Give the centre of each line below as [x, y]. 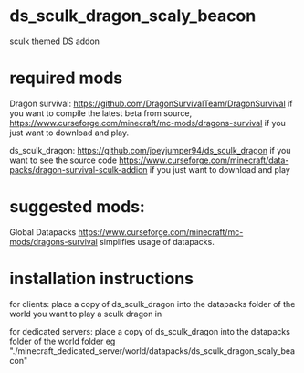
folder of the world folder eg [63, 341]
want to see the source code [63, 160]
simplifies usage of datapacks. [157, 241]
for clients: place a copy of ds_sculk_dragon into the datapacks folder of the [152, 304]
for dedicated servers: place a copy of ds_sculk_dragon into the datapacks [150, 331]
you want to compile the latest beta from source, [101, 113]
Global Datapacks [43, 232]
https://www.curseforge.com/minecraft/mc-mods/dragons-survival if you [147, 123]
